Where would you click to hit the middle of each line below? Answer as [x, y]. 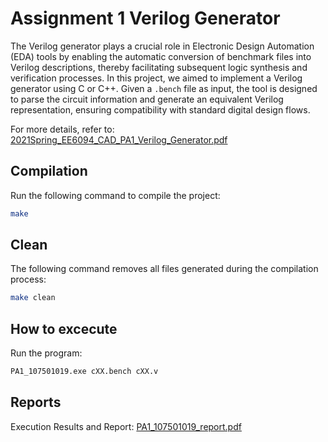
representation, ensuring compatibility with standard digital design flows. [160, 109]
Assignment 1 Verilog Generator [145, 18]
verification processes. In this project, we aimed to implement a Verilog [156, 78]
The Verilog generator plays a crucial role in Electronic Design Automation [162, 46]
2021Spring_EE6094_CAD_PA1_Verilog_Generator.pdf [119, 139]
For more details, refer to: [62, 129]
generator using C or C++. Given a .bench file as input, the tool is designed [164, 88]
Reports [36, 402]
